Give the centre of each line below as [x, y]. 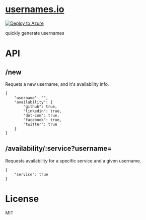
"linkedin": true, [43, 111]
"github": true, [40, 106]
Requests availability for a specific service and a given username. [73, 160]
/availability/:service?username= [59, 149]
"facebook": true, [43, 120]
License [22, 199]
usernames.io [35, 9]
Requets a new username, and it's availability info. [57, 84]
